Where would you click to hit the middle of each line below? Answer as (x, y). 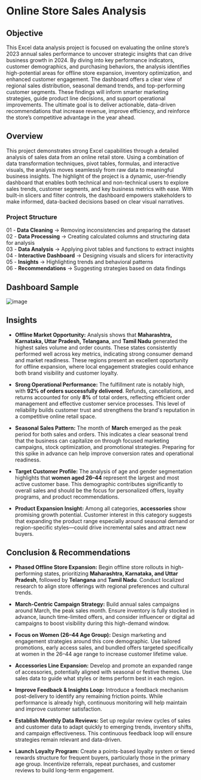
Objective (25, 33)
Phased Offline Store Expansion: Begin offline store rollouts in (92, 567)
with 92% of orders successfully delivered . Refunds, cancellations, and (104, 391)
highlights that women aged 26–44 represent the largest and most (97, 478)
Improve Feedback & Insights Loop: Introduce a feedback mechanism (101, 690)
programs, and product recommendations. (67, 497)
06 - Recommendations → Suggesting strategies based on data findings (96, 268)
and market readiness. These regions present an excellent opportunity (101, 360)
